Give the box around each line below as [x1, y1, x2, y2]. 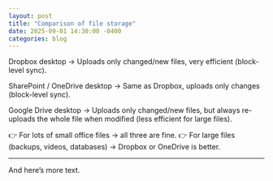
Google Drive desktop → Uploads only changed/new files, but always [8, 106, 240, 115]
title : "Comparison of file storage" [8, 19, 136, 28]
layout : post [8, 11, 53, 20]
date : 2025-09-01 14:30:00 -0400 [8, 27, 122, 35]
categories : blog [8, 34, 67, 43]
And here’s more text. [8, 166, 80, 175]
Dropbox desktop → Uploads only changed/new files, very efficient [8, 57, 234, 67]
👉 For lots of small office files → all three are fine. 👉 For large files [8, 131, 236, 140]
